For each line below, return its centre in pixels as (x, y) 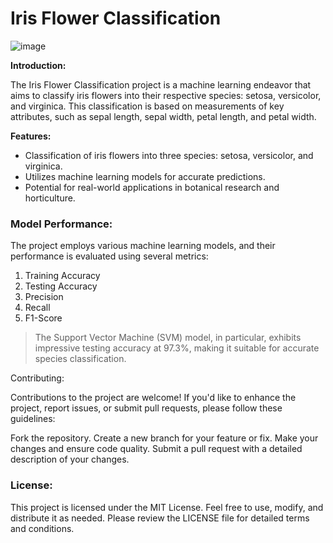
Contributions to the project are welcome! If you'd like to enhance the (153, 398)
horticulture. (50, 198)
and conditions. (42, 528)
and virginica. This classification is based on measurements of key (147, 106)
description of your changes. (70, 459)
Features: (31, 136)
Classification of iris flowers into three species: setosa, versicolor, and (169, 155)
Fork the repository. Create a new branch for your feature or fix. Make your (164, 438)
